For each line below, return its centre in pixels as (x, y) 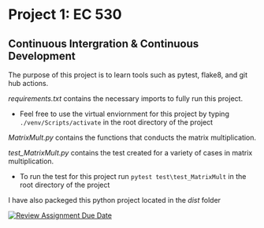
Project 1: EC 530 (65, 15)
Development (42, 56)
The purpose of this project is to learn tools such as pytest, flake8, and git (128, 75)
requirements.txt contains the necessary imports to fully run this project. (125, 99)
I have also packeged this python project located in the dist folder (115, 200)
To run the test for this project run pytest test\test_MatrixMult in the (133, 176)
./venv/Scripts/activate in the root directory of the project (116, 122)
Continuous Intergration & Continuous (104, 44)
